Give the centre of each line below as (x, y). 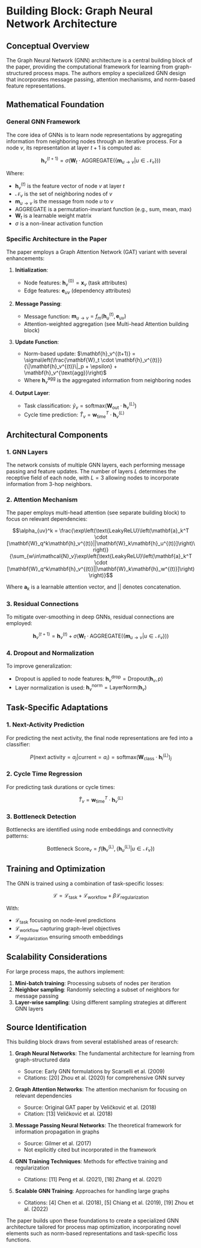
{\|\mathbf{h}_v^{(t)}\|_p (54, 366)
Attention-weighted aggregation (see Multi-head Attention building (106, 324)
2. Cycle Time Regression (44, 774)
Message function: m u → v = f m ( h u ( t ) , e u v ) (75, 316)
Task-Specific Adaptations (57, 708)
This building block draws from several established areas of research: (92, 1042)
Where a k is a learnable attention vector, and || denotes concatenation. (94, 588)
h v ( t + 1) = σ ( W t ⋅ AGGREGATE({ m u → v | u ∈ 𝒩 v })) (101, 160)
